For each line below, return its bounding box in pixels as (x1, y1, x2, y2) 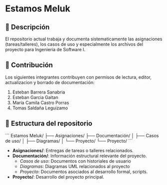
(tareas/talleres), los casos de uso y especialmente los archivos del (5, 41, 144, 47)
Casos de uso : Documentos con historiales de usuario (19, 158, 131, 164)
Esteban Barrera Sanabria (12, 89, 65, 95)
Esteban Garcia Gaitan (12, 94, 58, 100)
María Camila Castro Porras (12, 99, 69, 105)
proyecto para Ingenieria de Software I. (5, 47, 86, 52)
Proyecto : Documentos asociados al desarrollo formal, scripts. (19, 169, 148, 175)
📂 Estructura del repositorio (5, 119, 93, 128)
